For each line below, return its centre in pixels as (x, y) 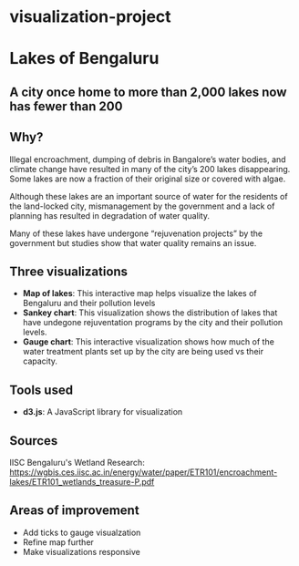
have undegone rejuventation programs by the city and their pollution (153, 323)
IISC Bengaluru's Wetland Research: (77, 463)
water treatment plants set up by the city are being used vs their (143, 352)
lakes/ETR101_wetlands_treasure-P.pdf (82, 482)
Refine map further (58, 542)
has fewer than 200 (66, 106)
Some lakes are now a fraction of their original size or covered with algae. (148, 179)
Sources (34, 441)
